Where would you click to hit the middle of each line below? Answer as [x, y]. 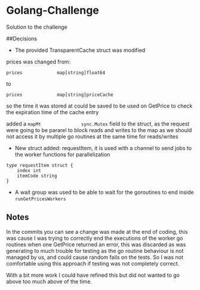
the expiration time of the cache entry [53, 112]
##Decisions [22, 38]
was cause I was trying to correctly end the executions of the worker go [95, 238]
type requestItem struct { [40, 165]
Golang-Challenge [53, 10]
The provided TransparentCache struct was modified [80, 50]
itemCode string [37, 176]
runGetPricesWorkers [40, 199]
